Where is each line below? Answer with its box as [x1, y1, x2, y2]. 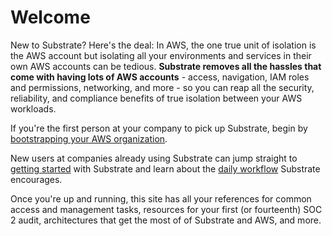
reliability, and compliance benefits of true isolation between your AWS [10, 92, 303, 104]
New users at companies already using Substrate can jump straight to [10, 152, 298, 164]
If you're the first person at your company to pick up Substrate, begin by [10, 122, 308, 134]
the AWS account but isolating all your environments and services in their [10, 49, 312, 61]
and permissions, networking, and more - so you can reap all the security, [10, 81, 315, 93]
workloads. [10, 102, 57, 115]
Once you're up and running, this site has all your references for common [10, 192, 312, 205]
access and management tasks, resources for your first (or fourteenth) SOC [10, 203, 323, 215]
